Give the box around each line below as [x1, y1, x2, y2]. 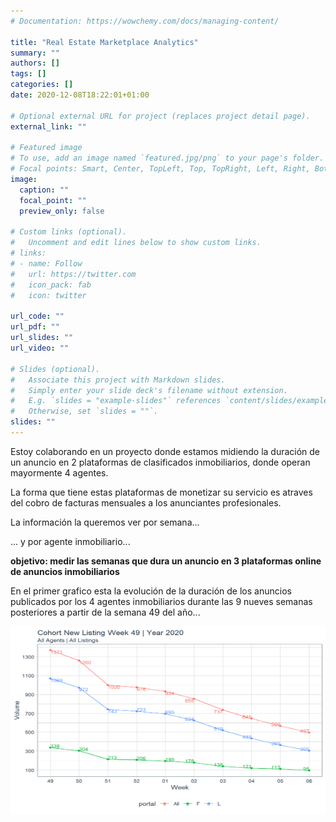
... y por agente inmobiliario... [10, 535, 131, 547]
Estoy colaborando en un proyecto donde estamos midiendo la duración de [10, 445, 321, 457]
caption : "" [19, 185, 70, 195]
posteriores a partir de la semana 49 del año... [10, 606, 201, 618]
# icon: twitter [10, 290, 87, 300]
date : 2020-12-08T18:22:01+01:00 [10, 90, 150, 100]
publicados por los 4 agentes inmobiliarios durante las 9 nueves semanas [10, 595, 313, 607]
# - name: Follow [10, 259, 83, 269]
